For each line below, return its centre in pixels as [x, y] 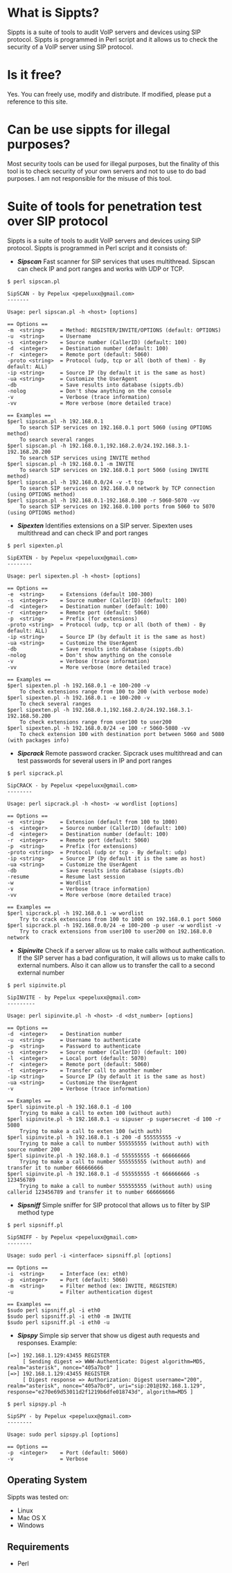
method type [35, 1212]
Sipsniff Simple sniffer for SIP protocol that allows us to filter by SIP [114, 1205]
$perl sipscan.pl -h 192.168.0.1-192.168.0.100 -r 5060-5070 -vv [103, 500]
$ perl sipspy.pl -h [37, 1404]
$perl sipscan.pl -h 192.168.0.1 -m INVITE [71, 464]
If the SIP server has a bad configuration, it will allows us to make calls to [121, 958]
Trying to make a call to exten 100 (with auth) [91, 1131]
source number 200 [34, 1149]
